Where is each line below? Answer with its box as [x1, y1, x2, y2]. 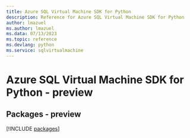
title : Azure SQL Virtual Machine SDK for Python [6, 8, 132, 15]
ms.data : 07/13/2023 [6, 31, 58, 37]
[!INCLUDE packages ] [6, 125, 60, 132]
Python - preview [6, 86, 93, 99]
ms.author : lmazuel [6, 25, 55, 32]
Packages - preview [6, 109, 81, 120]
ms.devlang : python [6, 42, 55, 48]
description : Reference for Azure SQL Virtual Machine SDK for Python [6, 14, 185, 20]
